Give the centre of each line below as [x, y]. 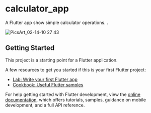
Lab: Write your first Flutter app [45, 79]
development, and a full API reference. [45, 105]
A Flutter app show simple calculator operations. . [57, 22]
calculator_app [37, 9]
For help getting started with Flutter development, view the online [73, 94]
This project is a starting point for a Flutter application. [61, 60]
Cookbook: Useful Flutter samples [48, 84]
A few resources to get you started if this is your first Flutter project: [75, 69]
